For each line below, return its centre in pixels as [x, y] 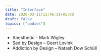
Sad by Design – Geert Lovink [43, 43]
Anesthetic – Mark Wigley [38, 38]
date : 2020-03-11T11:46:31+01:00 [40, 14]
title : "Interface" [25, 10]
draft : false [19, 19]
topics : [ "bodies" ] [25, 24]
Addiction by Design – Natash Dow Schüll [54, 48]
